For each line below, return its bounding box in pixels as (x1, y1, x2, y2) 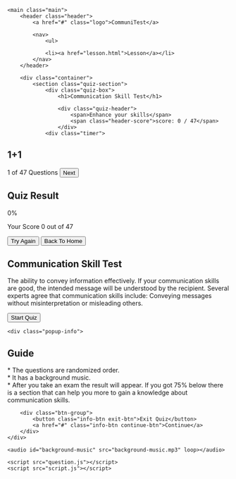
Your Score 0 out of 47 (7, 222, 74, 230)
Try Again (11, 237, 36, 244)
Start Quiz (11, 314, 37, 322)
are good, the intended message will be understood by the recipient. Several (7, 284, 230, 292)
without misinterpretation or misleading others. (7, 299, 143, 308)
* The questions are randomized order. (7, 366, 120, 375)
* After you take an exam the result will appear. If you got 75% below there (7, 381, 224, 390)
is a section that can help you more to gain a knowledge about (7, 388, 188, 397)
